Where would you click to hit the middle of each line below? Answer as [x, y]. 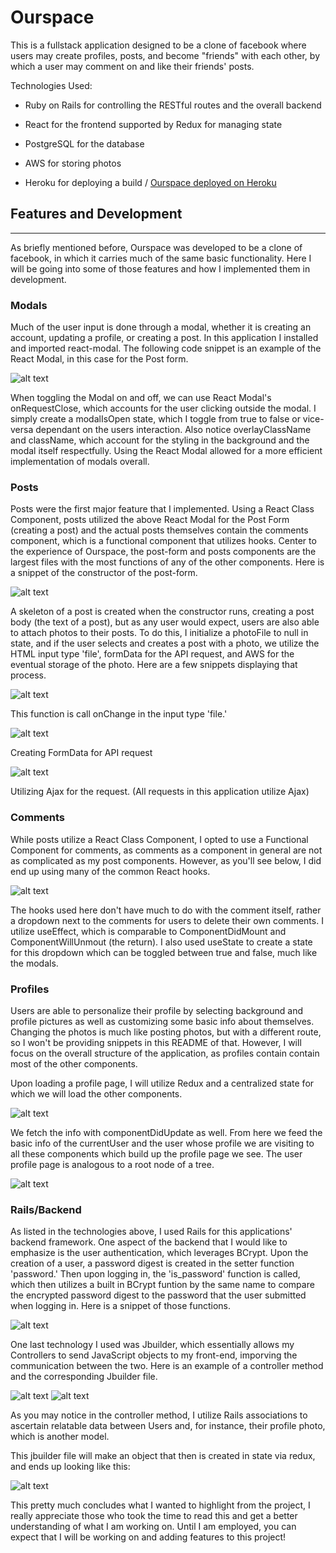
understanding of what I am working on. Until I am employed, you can [153, 1527]
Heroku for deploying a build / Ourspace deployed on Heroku [150, 182]
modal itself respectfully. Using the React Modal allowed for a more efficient [166, 451]
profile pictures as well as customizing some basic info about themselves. [162, 1021]
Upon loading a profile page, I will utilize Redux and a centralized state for [162, 1083]
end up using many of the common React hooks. [110, 871]
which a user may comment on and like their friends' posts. [132, 66]
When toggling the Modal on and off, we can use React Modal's [141, 398]
